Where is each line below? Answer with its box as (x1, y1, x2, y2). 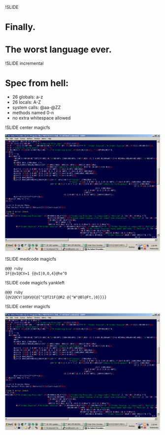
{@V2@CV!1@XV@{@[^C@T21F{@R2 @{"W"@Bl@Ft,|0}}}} (5, 295, 107, 300)
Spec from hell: (5, 78, 69, 89)
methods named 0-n (12, 110, 54, 116)
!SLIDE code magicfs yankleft (5, 280, 65, 286)
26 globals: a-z (12, 94, 43, 100)
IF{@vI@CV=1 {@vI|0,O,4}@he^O (5, 271, 67, 276)
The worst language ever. (5, 44, 112, 55)
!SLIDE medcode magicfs (5, 256, 57, 262)
